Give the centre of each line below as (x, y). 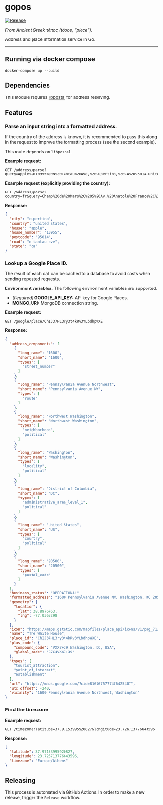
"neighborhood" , (39, 430)
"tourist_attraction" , (37, 666)
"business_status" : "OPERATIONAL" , (45, 593)
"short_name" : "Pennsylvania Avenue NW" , (60, 389)
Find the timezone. (27, 709)
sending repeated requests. (33, 279)
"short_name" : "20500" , (42, 566)
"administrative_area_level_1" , (55, 502)
